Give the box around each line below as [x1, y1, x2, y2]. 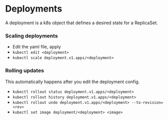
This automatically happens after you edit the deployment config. [5, 79, 140, 85]
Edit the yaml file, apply [12, 44, 61, 50]
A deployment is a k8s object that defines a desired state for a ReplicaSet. [5, 20, 158, 26]
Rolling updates [5, 67, 44, 74]
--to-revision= [131, 100, 163, 105]
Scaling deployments [5, 32, 58, 39]
